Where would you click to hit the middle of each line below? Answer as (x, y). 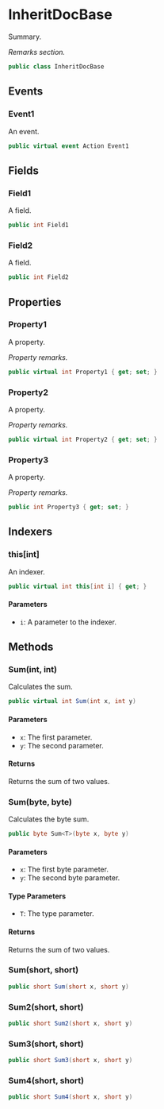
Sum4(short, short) (46, 1080)
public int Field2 (38, 277)
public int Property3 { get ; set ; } (69, 507)
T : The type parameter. (57, 914)
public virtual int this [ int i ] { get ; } (78, 586)
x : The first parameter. (56, 737)
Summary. (25, 37)
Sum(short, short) (44, 970)
